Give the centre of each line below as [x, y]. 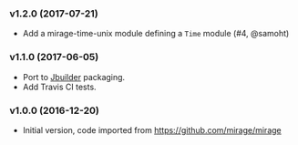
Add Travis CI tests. [60, 87]
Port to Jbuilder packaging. [74, 77]
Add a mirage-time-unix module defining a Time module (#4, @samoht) [156, 34]
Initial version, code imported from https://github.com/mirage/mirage [152, 129]
